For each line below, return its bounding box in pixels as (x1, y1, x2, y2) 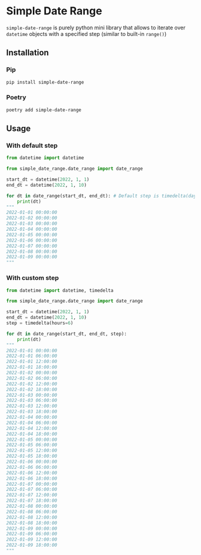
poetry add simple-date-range (6, 106, 82, 113)
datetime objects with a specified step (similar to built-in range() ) (6, 30, 167, 37)
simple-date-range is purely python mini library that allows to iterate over (6, 24, 185, 31)
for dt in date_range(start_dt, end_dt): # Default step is (6, 193, 160, 199)
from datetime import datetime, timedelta (6, 287, 114, 294)
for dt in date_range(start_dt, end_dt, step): (6, 331, 127, 337)
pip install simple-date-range (6, 79, 84, 85)
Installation (6, 48, 49, 58)
